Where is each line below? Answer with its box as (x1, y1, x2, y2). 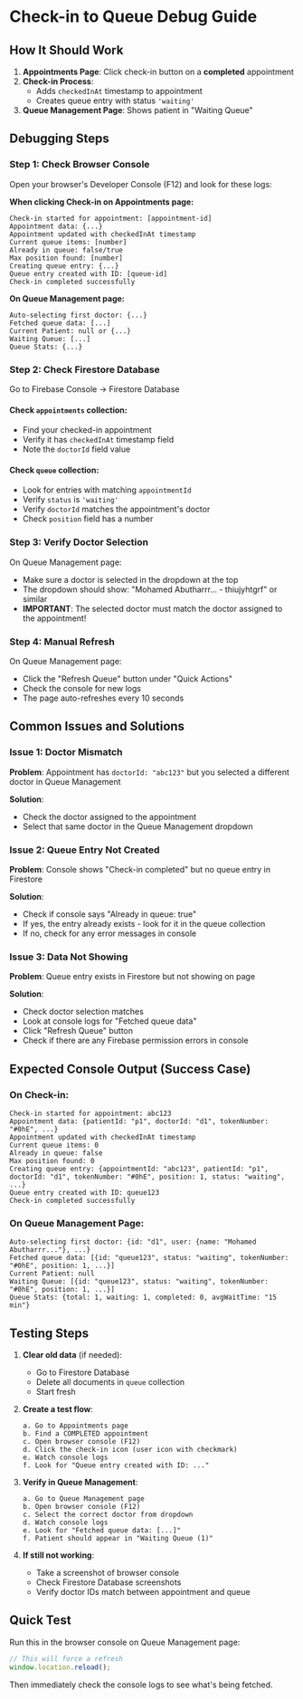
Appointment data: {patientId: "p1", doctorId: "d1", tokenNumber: (9, 1116, 270, 1126)
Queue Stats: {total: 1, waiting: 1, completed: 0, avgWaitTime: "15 (9, 1293, 278, 1303)
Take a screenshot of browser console (35, 1568, 179, 1579)
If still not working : (22, 1550, 95, 1561)
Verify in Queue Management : (22, 1477, 138, 1488)
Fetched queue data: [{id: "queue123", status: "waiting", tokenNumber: (9, 1254, 289, 1263)
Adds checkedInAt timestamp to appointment (35, 86, 204, 96)
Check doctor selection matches (22, 1007, 145, 1017)
